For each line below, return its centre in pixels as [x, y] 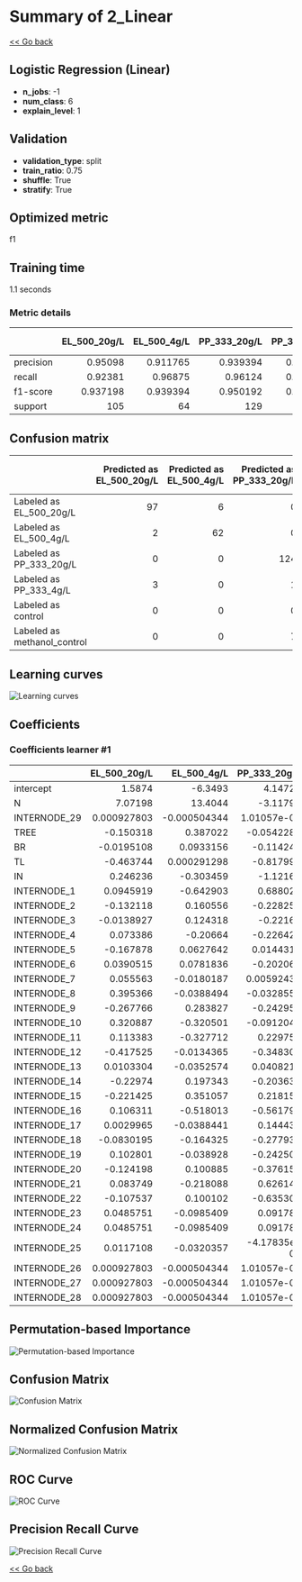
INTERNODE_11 [48, 1037]
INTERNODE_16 [48, 1110]
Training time [47, 268]
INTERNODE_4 [45, 934]
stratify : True [47, 189]
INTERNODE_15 [48, 1096]
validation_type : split [62, 160]
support [31, 406]
